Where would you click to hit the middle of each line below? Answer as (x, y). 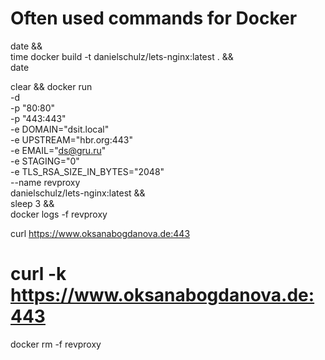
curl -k (38, 274)
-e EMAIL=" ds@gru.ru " (58, 150)
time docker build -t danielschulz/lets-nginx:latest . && (122, 56)
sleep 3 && (32, 203)
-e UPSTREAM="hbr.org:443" (71, 139)
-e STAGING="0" (45, 161)
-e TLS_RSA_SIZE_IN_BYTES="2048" (87, 171)
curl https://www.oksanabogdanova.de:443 (100, 233)
